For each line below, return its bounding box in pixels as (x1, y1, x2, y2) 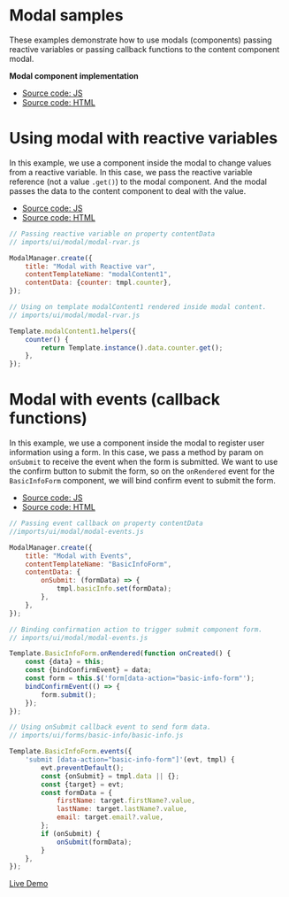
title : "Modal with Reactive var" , (25, 262, 156, 271)
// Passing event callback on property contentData (9, 519, 203, 528)
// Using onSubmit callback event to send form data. (9, 723, 212, 731)
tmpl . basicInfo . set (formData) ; (56, 584, 172, 593)
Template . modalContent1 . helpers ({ (9, 327, 137, 336)
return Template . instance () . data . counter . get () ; (41, 343, 224, 352)
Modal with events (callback (9, 390, 221, 410)
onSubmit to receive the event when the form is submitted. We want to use (9, 457, 278, 468)
